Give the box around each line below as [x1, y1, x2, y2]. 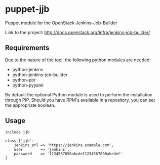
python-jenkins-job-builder [12, 72, 68, 78]
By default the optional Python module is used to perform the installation [5, 91, 153, 97]
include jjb [5, 129, 30, 134]
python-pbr [12, 77, 36, 82]
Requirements [5, 43, 49, 52]
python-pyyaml [12, 82, 43, 88]
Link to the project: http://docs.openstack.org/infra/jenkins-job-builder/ [5, 29, 150, 35]
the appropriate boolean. [5, 102, 56, 108]
